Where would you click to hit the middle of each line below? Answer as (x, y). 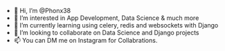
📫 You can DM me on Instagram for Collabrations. (85, 40)
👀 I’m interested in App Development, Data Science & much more (106, 18)
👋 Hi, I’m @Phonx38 (42, 11)
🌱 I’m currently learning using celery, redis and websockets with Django (116, 25)
